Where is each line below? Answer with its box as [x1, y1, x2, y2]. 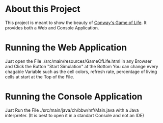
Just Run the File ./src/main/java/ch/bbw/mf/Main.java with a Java [5, 107, 139, 113]
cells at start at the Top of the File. [5, 74, 75, 79]
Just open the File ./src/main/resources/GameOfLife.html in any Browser [5, 58, 152, 64]
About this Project [5, 3, 81, 15]
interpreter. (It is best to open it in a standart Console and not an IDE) [5, 112, 144, 118]
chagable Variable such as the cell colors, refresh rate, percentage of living [5, 69, 157, 74]
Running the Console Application [5, 91, 142, 102]
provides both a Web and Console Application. [5, 25, 99, 30]
